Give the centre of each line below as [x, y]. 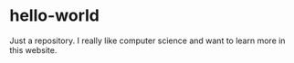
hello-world [55, 16]
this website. [33, 49]
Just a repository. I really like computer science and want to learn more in [147, 40]
